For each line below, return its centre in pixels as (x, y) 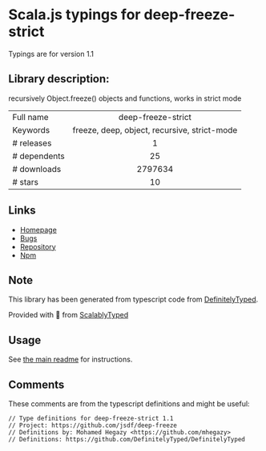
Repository (38, 246)
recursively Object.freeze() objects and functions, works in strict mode (125, 98)
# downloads (37, 169)
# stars (25, 182)
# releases (32, 143)
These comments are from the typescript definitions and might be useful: (129, 404)
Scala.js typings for (75, 15)
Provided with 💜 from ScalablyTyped (69, 315)
